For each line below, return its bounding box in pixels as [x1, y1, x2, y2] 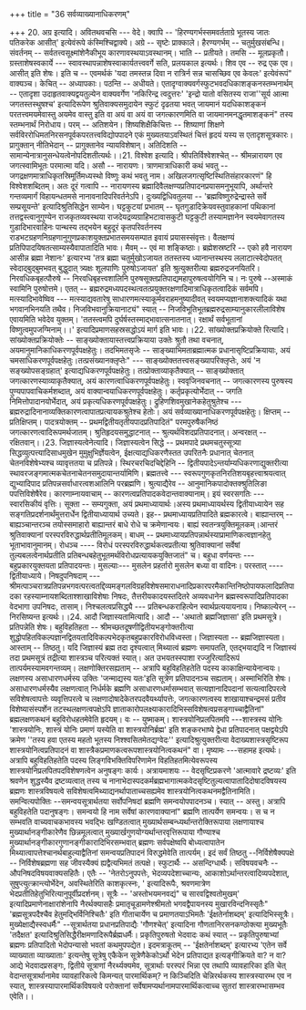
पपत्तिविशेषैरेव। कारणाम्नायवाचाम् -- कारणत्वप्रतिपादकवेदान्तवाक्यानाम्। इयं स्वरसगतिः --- [9, 489, 265, 499]
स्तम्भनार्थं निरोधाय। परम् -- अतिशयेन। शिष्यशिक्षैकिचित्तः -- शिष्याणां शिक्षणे [9, 119, 225, 129]
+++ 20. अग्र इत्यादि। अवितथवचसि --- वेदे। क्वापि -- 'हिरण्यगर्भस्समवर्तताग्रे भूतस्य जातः [9, 27, 270, 37]
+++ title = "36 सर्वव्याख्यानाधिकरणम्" [9, 9, 130, 19]
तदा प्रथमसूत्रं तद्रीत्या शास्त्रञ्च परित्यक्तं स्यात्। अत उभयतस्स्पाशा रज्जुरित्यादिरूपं [9, 653, 240, 663]
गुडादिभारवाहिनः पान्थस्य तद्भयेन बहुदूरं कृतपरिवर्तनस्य [9, 222, 162, 232]
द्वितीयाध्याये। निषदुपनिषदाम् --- [9, 571, 101, 581]
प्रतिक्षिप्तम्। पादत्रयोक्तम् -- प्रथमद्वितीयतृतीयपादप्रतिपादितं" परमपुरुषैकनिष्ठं [9, 417, 219, 428]
